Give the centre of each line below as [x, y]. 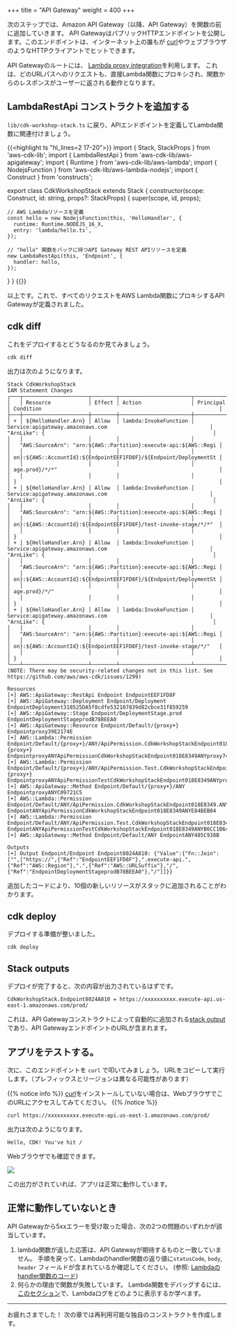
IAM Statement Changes [40, 390]
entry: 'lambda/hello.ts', [53, 230]
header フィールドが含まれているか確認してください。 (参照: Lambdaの [119, 1267]
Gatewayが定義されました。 [47, 304]
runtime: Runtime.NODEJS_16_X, [59, 224]
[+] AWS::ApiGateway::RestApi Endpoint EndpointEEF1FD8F [92, 695]
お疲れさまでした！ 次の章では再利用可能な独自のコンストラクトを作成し [112, 1315]
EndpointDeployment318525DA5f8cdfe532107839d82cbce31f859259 [98, 707]
